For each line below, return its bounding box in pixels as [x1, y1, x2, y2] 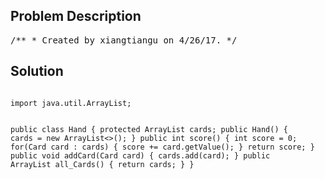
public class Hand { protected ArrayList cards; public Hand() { [10, 124, 288, 134]
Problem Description [10, 8, 142, 25]
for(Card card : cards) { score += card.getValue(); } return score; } [10, 142, 315, 152]
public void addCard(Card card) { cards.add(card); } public [10, 150, 271, 161]
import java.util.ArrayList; [10, 98, 132, 108]
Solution [10, 63, 64, 80]
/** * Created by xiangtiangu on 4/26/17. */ [10, 34, 238, 46]
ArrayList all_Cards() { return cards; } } [10, 159, 195, 169]
